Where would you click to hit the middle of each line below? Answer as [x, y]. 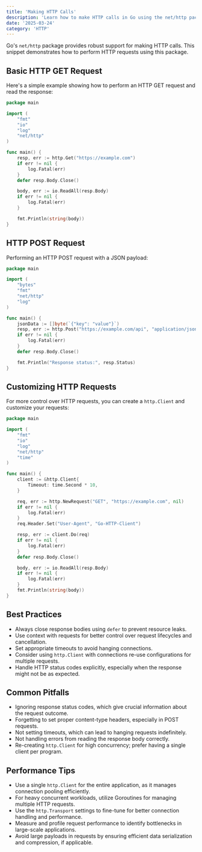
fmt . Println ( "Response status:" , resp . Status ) [76, 362]
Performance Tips [41, 771]
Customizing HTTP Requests [61, 387]
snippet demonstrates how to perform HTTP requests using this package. [97, 52]
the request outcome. [41, 713]
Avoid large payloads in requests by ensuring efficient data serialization [103, 836]
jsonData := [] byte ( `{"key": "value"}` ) [68, 324]
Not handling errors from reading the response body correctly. [92, 739]
